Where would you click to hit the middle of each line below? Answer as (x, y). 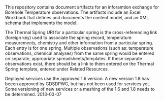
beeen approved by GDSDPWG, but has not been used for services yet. (78, 84)
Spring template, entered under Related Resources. (57, 69)
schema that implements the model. (41, 23)
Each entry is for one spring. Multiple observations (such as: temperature (79, 48)
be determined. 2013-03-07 (33, 94)
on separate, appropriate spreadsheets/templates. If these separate (74, 58)
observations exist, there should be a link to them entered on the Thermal (80, 64)
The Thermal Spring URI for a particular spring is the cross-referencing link (81, 32)
